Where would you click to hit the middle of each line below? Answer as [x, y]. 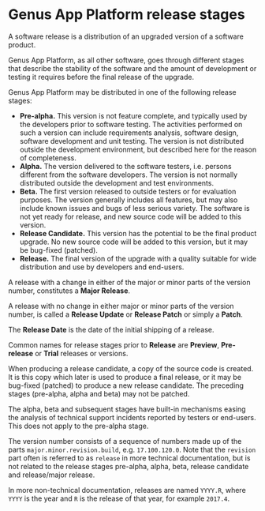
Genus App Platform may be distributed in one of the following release [122, 92]
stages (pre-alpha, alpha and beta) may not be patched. [99, 393]
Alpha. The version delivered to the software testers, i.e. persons [125, 166]
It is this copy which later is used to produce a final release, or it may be [125, 377]
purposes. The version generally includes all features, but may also [129, 200]
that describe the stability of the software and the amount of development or [132, 68]
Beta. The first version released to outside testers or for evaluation [128, 191]
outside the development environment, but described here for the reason [138, 149]
